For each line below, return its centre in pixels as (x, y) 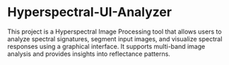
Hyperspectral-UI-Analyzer (89, 12)
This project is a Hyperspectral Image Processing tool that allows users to (114, 31)
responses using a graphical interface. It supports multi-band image (106, 46)
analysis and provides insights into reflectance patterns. (89, 54)
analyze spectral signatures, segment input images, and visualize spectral (115, 38)
